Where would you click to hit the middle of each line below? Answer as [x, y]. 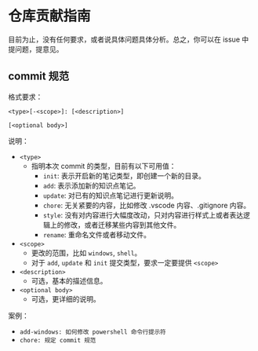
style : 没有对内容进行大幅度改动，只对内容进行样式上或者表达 [143, 215]
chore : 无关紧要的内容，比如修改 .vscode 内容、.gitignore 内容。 [147, 205]
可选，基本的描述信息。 [69, 280]
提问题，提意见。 [36, 49]
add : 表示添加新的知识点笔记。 [91, 185]
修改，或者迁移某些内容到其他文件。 [122, 225]
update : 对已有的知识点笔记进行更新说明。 [111, 195]
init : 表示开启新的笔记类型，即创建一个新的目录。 [124, 175]
